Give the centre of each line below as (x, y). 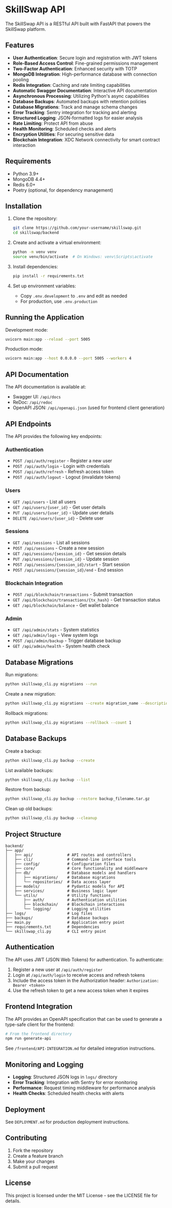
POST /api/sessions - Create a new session (58, 548)
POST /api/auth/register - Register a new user (62, 461)
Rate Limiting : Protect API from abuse (53, 123)
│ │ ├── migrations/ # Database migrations (60, 877)
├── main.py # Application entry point (65, 922)
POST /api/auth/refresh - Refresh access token (63, 472)
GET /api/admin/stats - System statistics (56, 630)
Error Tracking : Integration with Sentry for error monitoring (75, 1083)
